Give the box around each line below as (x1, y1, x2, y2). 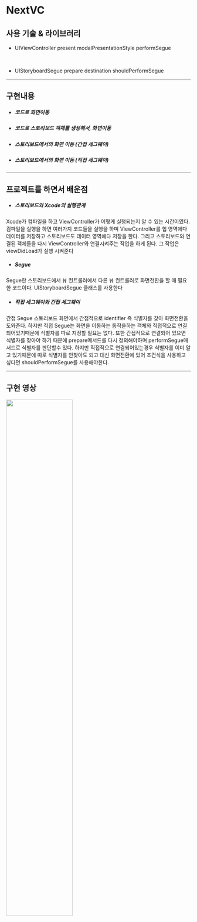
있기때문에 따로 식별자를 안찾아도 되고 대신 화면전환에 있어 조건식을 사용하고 (12, 351, 186, 358)
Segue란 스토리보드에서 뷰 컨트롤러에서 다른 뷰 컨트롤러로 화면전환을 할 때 (6, 277, 177, 284)
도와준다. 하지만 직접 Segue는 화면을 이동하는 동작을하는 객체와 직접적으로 (6, 322, 177, 329)
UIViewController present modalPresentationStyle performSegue (14, 45, 171, 51)
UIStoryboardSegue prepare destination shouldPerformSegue (14, 67, 164, 74)
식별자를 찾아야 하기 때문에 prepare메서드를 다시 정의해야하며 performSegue (6, 337, 184, 344)
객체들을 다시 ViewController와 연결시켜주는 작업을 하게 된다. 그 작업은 (16, 239, 179, 247)
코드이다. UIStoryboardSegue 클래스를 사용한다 (12, 284, 123, 291)
